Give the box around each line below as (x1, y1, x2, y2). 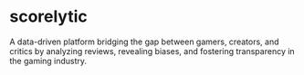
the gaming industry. (9, 55, 88, 66)
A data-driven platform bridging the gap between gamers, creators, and (9, 36, 279, 47)
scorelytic (9, 6, 89, 27)
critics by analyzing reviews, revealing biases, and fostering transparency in (9, 45, 295, 56)
